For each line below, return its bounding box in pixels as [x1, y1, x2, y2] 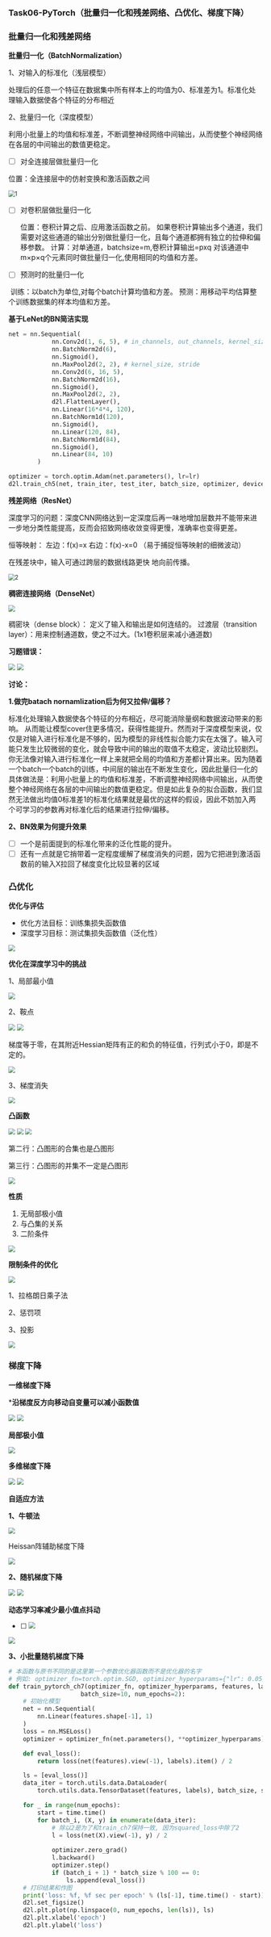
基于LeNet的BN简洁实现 [8, 314, 89, 324]
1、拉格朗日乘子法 [8, 1290, 69, 1300]
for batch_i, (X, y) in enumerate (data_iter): [37, 1816, 197, 1824]
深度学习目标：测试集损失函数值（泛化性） [19, 929, 162, 938]
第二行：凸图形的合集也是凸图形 [8, 1144, 115, 1154]
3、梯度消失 [8, 1080, 48, 1090]
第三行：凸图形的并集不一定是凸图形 [8, 1161, 129, 1171]
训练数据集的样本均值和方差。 [15, 297, 115, 307]
